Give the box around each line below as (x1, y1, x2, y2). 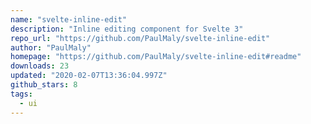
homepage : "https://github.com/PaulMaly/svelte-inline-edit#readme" (10, 52, 302, 62)
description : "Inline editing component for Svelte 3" (10, 24, 244, 34)
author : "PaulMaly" (10, 42, 92, 53)
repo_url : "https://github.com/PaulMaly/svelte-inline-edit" (10, 33, 271, 43)
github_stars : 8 (10, 80, 78, 90)
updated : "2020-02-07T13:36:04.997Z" (10, 71, 168, 81)
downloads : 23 (10, 61, 70, 71)
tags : (10, 89, 33, 99)
